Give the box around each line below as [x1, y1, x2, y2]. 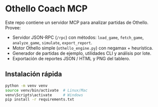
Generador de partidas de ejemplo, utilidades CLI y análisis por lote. [12, 50, 152, 56]
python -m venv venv [5, 83, 48, 88]
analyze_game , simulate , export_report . [12, 39, 93, 45]
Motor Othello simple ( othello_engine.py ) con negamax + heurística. [12, 45, 153, 51]
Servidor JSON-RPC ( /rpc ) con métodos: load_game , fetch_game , [12, 34, 144, 40]
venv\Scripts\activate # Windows [5, 93, 83, 98]
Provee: [5, 24, 21, 30]
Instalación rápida [5, 70, 62, 79]
